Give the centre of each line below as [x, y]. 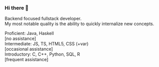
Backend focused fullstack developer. [43, 19]
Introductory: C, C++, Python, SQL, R [42, 54]
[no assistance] [21, 38]
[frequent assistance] [26, 60]
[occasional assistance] [29, 49]
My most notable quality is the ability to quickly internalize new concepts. [79, 24]
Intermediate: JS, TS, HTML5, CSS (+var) [47, 44]
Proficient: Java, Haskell [29, 33]
